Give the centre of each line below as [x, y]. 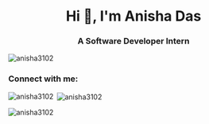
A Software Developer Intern [134, 41]
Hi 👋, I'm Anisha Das [134, 16]
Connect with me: [43, 79]
